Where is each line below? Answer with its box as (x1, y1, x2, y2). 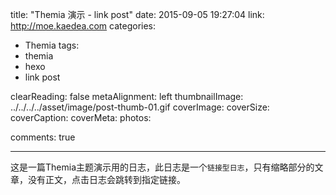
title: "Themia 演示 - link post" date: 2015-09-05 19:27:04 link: (10, 9, 265, 20)
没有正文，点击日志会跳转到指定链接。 (27, 174, 186, 185)
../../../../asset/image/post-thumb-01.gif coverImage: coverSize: (10, 101, 270, 113)
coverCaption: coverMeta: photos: (10, 112, 152, 123)
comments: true (10, 131, 76, 143)
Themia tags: (24, 39, 80, 51)
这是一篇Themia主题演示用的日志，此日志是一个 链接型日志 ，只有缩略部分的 (10, 161, 315, 173)
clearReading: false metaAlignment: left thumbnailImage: (10, 91, 244, 102)
